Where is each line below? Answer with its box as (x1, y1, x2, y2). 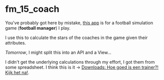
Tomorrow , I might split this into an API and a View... (5, 49, 112, 55)
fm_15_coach (5, 3, 60, 15)
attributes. (5, 40, 26, 45)
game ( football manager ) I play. (5, 25, 71, 31)
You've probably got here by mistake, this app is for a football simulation (5, 20, 153, 26)
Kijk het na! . (5, 69, 30, 75)
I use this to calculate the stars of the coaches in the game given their (5, 35, 148, 40)
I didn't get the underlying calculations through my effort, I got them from (5, 59, 155, 65)
